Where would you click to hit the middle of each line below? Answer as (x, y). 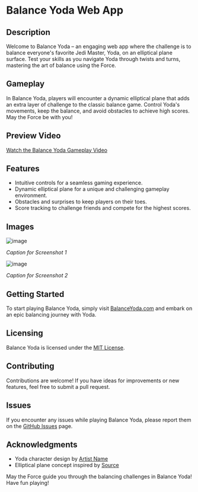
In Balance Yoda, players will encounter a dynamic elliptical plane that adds (98, 98)
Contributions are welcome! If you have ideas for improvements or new (93, 381)
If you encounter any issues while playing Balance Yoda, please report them (99, 420)
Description (28, 32)
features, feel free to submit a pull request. (58, 386)
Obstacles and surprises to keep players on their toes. (81, 202)
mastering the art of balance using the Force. (61, 65)
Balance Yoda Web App (65, 10)
